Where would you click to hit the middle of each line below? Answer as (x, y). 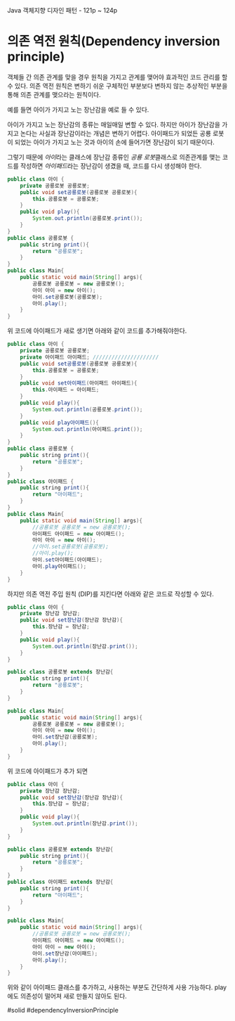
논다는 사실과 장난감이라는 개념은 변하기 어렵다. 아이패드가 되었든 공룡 (116, 133)
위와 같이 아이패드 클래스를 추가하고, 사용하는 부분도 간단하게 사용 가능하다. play (117, 987)
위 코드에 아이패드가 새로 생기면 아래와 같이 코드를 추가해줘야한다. (97, 331)
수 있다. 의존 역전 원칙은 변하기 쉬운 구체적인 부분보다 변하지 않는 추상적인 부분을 (117, 86)
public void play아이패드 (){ (60, 423)
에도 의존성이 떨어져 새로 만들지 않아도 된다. (67, 996)
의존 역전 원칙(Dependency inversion (114, 41)
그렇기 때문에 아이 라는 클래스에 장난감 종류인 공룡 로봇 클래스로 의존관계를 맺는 (114, 157)
